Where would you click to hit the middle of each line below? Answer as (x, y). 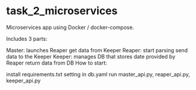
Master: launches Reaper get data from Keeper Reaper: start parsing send (97, 50)
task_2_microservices (62, 11)
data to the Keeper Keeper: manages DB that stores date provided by (91, 56)
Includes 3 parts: (27, 38)
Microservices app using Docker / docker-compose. (70, 27)
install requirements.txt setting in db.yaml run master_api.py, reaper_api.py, (98, 74)
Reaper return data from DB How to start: (57, 63)
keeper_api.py (24, 81)
